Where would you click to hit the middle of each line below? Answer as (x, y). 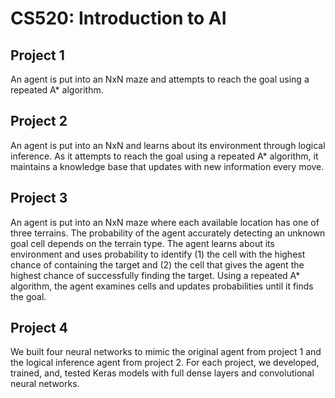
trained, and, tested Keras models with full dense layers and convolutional (162, 373)
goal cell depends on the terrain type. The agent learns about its (142, 243)
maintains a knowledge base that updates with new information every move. (167, 166)
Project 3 (39, 198)
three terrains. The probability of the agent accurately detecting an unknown (168, 233)
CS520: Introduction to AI (118, 18)
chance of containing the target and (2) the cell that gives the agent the (157, 264)
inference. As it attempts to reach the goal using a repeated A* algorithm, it (164, 156)
